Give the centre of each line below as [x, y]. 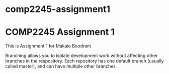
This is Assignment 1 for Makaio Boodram [48, 46]
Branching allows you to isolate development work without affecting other [81, 55]
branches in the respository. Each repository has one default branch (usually [84, 61]
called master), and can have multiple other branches [60, 66]
